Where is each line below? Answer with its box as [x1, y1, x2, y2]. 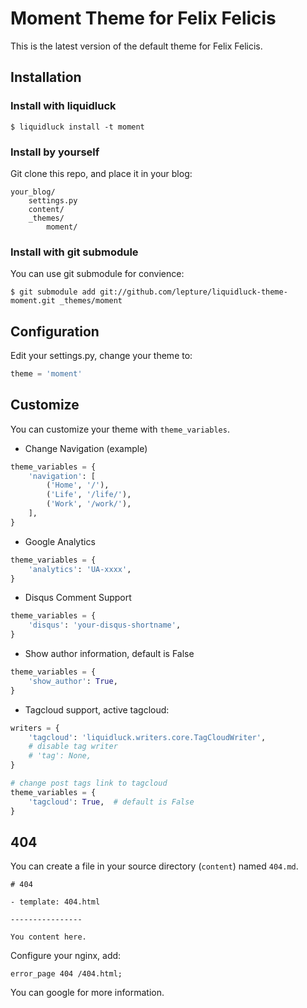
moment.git [10, 296, 56, 306]
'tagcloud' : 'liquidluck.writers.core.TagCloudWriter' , [28, 732, 267, 742]
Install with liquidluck [10, 99, 117, 113]
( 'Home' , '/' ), [46, 480, 110, 491]
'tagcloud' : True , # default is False [28, 797, 195, 807]
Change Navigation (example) [24, 442, 148, 454]
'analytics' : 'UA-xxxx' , [28, 564, 132, 574]
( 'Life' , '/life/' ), [46, 490, 132, 500]
